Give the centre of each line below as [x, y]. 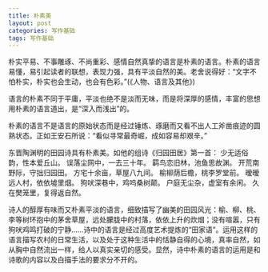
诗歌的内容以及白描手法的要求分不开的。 [75, 260]
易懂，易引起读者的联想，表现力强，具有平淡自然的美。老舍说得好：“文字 [129, 72]
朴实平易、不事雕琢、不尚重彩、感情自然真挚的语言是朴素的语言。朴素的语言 [134, 62]
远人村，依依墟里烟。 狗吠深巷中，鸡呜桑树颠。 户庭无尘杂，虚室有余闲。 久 [134, 183]
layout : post [30, 23]
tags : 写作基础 [31, 38]
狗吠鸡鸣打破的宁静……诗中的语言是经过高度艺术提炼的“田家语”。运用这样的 [133, 230]
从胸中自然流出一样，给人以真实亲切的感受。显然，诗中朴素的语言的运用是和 [134, 250]
